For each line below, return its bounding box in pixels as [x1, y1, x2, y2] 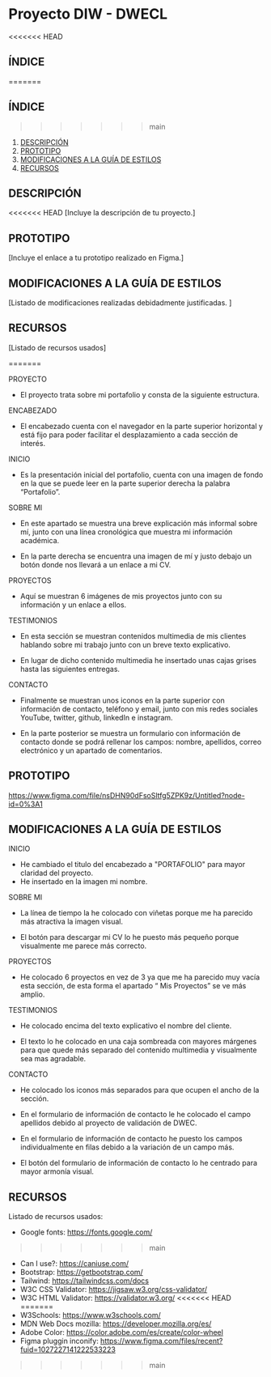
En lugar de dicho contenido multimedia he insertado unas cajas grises [19, 655, 257, 665]
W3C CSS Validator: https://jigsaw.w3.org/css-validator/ [19, 1285, 208, 1294]
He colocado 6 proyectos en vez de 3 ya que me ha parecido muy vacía [19, 972, 260, 982]
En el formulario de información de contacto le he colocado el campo [19, 1110, 251, 1120]
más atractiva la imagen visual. [19, 916, 124, 927]
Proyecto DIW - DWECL [8, 5, 168, 23]
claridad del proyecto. [19, 868, 94, 878]
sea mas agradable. [19, 1054, 87, 1064]
